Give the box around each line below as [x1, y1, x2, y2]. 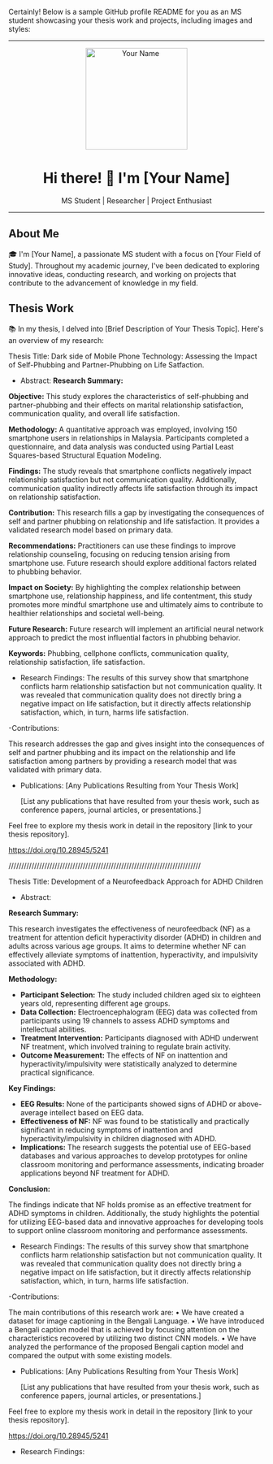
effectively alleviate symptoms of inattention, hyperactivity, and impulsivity [8, 949, 258, 959]
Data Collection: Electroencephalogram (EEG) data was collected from [19, 1007, 258, 1017]
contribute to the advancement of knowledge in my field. [8, 278, 199, 288]
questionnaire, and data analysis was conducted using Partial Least [8, 441, 234, 451]
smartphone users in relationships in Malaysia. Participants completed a [8, 432, 249, 442]
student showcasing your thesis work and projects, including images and [8, 15, 253, 25]
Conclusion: [8, 1184, 51, 1193]
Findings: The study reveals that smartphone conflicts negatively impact [8, 466, 252, 476]
